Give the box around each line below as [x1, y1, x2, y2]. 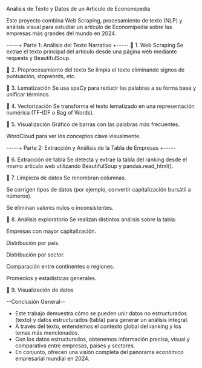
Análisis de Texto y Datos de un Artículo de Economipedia [6, 5, 151, 12]
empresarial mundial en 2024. [15, 355, 90, 362]
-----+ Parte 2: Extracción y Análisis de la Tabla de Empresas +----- [6, 144, 176, 151]
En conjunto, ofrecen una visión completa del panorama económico [15, 349, 184, 355]
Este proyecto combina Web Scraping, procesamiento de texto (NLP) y [6, 17, 183, 24]
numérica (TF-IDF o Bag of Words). [6, 109, 94, 116]
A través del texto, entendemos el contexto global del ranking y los [15, 323, 181, 330]
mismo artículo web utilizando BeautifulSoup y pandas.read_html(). [6, 162, 174, 169]
